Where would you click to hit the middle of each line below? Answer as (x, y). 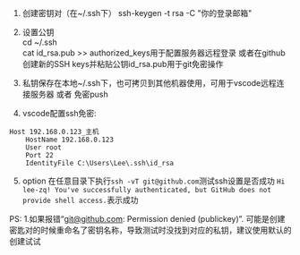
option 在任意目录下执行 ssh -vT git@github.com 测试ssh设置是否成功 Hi (154, 181)
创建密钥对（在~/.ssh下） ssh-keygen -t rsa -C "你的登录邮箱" (137, 13)
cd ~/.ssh (40, 42)
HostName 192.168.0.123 (70, 140)
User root (44, 148)
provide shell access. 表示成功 (80, 200)
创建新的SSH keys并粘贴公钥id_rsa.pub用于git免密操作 (123, 64)
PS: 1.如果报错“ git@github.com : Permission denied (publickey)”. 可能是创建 (147, 219)
